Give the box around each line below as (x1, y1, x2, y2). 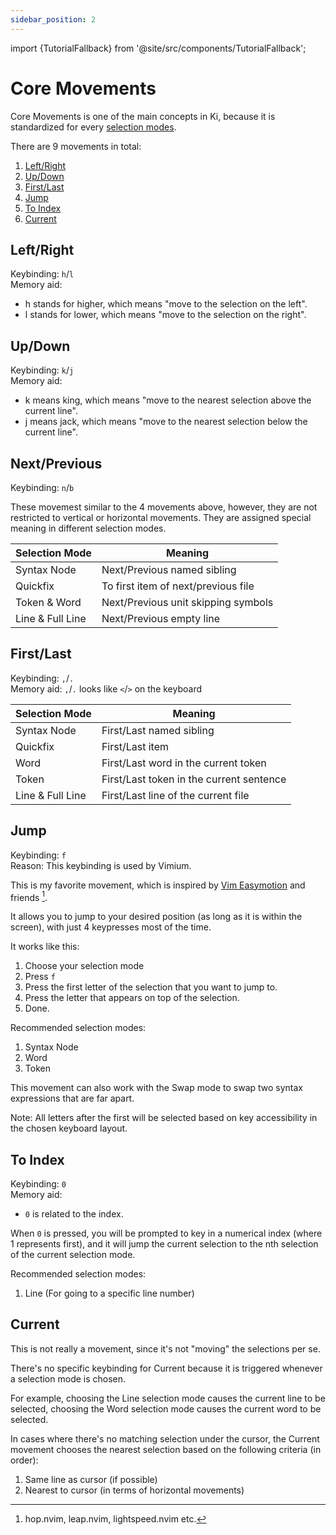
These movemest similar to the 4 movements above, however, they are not (10, 501, 318, 513)
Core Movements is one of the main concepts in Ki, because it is (10, 110, 276, 122)
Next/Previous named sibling (101, 563, 237, 576)
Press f (24, 971, 56, 983)
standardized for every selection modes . (10, 121, 177, 133)
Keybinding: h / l (10, 268, 75, 280)
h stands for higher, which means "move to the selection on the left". (24, 298, 308, 310)
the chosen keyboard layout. (10, 1122, 128, 1135)
